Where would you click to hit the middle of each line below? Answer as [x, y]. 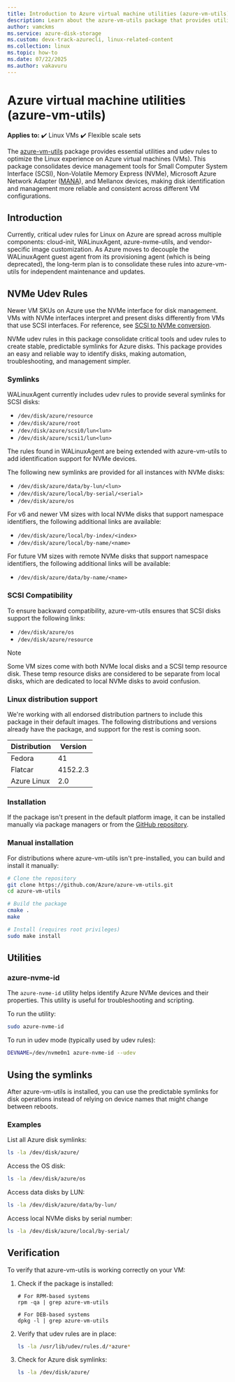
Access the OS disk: [36, 1166]
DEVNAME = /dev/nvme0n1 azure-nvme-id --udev [72, 1053]
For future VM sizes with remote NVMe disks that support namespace [108, 556]
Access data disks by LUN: [46, 1192]
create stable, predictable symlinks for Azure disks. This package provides [115, 346]
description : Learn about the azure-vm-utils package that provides [109, 20]
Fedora [22, 758]
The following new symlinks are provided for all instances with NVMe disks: [116, 472]
